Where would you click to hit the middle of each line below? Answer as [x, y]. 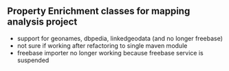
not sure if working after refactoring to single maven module [102, 45]
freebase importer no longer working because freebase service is [110, 53]
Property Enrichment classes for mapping [99, 11]
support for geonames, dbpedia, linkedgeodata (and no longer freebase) [120, 38]
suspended [33, 60]
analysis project [42, 22]
